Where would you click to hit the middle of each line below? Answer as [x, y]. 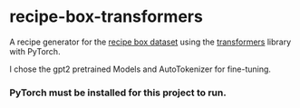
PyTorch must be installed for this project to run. [118, 93]
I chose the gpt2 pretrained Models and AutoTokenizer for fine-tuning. [140, 69]
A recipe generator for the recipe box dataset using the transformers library [150, 42]
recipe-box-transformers [106, 17]
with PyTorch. [35, 51]
